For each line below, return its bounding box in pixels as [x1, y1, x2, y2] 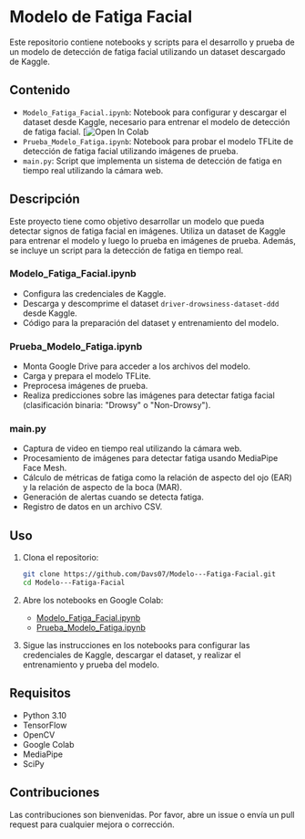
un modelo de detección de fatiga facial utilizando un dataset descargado [9, 46, 286, 57]
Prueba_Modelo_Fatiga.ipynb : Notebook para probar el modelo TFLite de [22, 135, 294, 147]
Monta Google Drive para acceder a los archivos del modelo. [22, 361, 251, 372]
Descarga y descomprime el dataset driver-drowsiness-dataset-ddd [22, 298, 280, 309]
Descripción [9, 192, 80, 207]
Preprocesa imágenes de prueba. [22, 381, 148, 392]
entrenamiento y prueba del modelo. [22, 659, 159, 670]
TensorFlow [22, 719, 67, 730]
